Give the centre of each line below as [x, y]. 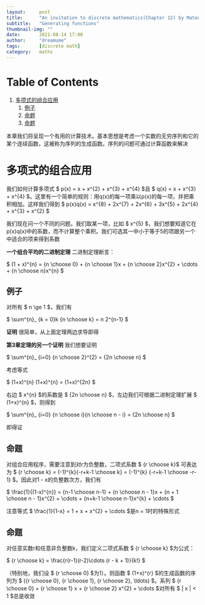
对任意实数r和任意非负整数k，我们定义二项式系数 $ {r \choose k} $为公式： [101, 548]
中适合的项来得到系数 [33, 239]
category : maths [30, 52]
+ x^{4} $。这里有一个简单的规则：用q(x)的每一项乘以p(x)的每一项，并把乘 [100, 196]
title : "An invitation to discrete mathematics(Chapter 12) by [95, 18]
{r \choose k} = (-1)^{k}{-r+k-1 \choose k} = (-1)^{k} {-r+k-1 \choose [103, 472]
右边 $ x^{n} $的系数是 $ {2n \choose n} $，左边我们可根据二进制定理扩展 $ [102, 395]
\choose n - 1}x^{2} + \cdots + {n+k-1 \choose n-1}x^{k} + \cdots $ [90, 498]
